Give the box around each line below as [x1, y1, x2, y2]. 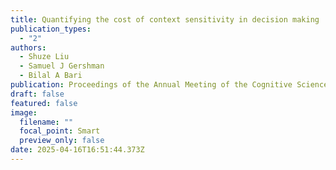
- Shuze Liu [19, 52, 70, 62]
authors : [10, 42, 47, 53]
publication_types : [10, 24, 92, 34]
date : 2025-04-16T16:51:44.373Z [10, 145, 145, 155]
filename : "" [19, 117, 74, 127]
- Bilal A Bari [19, 71, 83, 81]
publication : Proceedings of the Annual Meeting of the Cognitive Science [10, 80, 329, 90]
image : [10, 107, 38, 118]
